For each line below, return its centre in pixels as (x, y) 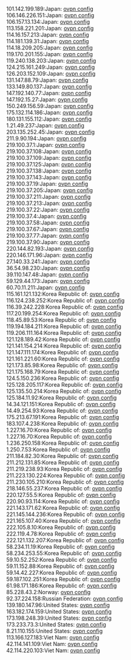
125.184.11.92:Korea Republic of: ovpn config (62, 398)
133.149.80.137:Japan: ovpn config (49, 87)
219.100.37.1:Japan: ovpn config (45, 145)
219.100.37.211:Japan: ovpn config (49, 197)
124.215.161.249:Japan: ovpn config (51, 67)
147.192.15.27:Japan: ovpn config (47, 99)
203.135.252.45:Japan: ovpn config (51, 132)
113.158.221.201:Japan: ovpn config (50, 28)
